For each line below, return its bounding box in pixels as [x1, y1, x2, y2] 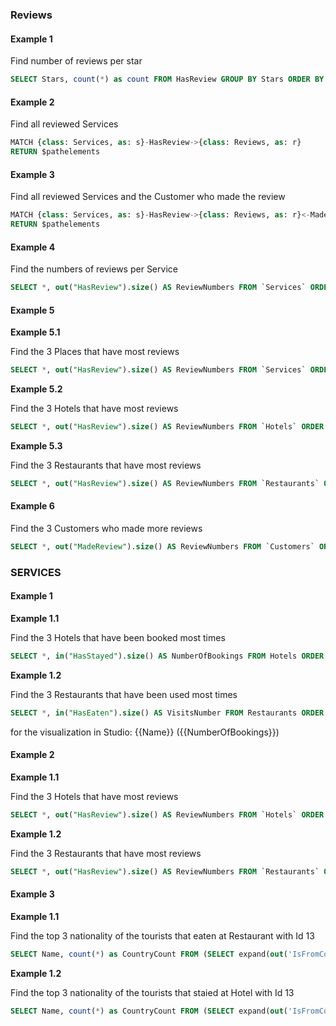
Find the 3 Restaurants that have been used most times [10, 688, 238, 700]
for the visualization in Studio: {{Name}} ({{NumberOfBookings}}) [10, 726, 280, 738]
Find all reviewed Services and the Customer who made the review [10, 191, 286, 203]
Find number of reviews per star [10, 55, 143, 67]
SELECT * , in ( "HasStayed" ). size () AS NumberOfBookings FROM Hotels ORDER [10, 651, 325, 662]
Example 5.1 [10, 326, 61, 338]
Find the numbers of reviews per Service [10, 263, 178, 275]
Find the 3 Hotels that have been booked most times [10, 632, 226, 644]
